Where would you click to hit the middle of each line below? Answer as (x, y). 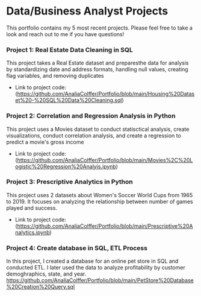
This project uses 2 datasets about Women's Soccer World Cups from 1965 (100, 195)
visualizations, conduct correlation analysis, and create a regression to (94, 135)
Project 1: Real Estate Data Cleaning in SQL (70, 49)
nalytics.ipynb (32, 232)
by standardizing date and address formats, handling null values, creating (97, 69)
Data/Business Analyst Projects (87, 11)
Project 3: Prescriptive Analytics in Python (70, 182)
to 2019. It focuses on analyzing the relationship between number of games (100, 201)
